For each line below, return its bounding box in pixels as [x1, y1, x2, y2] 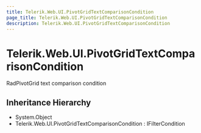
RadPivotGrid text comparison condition [6, 80, 107, 87]
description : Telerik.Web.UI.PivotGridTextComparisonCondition [6, 20, 171, 26]
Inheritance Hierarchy [6, 97, 91, 107]
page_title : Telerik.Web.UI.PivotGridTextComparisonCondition [6, 15, 167, 21]
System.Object [15, 113, 52, 121]
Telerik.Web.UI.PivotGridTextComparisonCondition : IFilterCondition [15, 120, 186, 128]
